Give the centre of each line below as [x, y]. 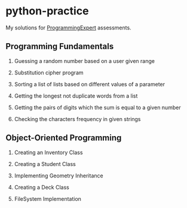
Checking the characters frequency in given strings [77, 119]
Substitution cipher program [49, 73]
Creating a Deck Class [42, 187]
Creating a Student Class [45, 164]
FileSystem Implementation [48, 198]
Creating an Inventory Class [48, 152]
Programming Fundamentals [60, 46]
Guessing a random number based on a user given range [84, 61]
